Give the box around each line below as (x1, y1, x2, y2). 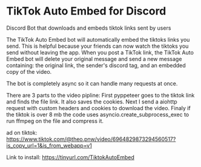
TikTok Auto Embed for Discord (6, 4, 166, 18)
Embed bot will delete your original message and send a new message (6, 55, 182, 62)
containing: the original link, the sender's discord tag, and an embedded (6, 62, 186, 69)
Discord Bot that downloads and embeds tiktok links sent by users (6, 24, 171, 31)
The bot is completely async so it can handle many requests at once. (6, 80, 178, 87)
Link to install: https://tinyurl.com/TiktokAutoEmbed (6, 153, 135, 161)
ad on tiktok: (6, 129, 38, 136)
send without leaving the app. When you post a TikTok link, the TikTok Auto (6, 48, 194, 56)
